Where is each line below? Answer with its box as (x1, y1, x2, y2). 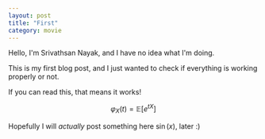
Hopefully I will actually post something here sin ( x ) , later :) (8, 121, 201, 131)
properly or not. (8, 72, 60, 82)
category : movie (8, 26, 62, 34)
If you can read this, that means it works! (8, 87, 141, 97)
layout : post (8, 11, 52, 20)
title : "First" (8, 19, 59, 27)
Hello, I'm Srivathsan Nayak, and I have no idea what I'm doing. (8, 48, 215, 58)
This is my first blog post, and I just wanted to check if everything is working (8, 64, 258, 73)
